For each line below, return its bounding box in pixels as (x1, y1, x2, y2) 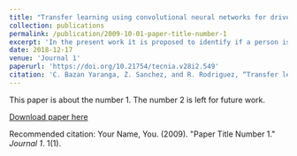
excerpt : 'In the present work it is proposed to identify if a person (9, 37, 278, 47)
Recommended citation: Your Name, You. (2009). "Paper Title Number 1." (9, 129, 276, 139)
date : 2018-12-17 (9, 46, 73, 55)
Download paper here (9, 111, 88, 122)
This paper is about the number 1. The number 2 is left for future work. (9, 94, 266, 105)
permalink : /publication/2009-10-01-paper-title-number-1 (9, 29, 227, 38)
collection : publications (9, 21, 104, 30)
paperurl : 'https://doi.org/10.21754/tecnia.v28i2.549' (9, 63, 219, 71)
